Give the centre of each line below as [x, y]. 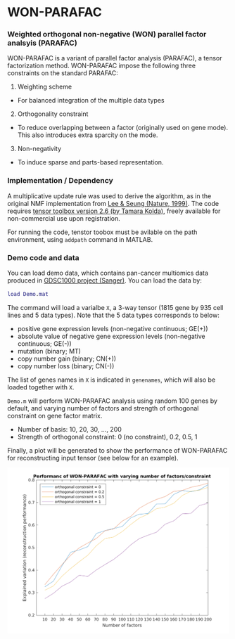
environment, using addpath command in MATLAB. [80, 239]
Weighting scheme [45, 87]
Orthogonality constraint [53, 114]
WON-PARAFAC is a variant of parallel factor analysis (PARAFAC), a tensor [115, 58]
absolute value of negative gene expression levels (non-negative [111, 336]
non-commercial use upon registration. [64, 218]
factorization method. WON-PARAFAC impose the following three [101, 66]
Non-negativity [39, 149]
